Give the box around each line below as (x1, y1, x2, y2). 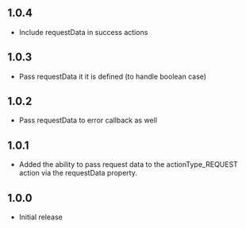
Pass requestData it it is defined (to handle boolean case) (18, 71, 207, 81)
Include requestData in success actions (18, 27, 148, 37)
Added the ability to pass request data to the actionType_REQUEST (18, 160, 239, 169)
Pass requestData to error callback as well (18, 115, 158, 126)
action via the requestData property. (18, 168, 138, 178)
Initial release (18, 212, 63, 222)
